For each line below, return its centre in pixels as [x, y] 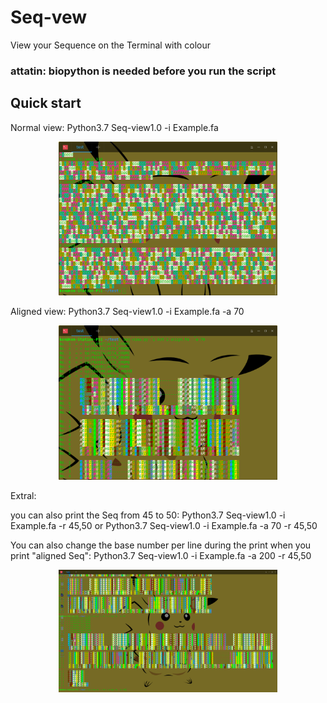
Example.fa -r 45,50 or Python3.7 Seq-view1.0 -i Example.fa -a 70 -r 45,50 [164, 525]
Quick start [46, 103]
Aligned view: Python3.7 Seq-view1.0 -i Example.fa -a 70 [127, 312]
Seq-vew [49, 17]
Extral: [23, 495]
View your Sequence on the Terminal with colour [110, 45]
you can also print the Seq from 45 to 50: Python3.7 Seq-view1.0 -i [148, 515]
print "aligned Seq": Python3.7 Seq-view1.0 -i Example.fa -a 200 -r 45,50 [161, 555]
